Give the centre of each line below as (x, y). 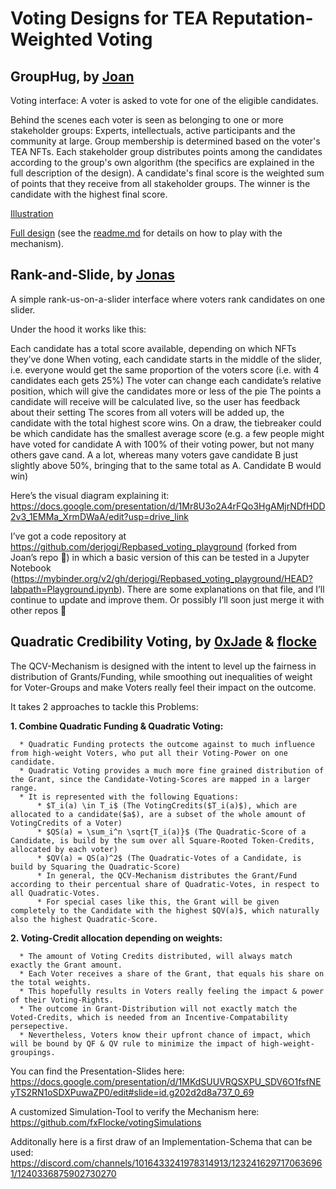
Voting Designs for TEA (109, 18)
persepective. (40, 1026)
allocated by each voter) (64, 849)
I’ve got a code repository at (68, 536)
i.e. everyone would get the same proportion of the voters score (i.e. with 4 (165, 369)
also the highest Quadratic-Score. (84, 919)
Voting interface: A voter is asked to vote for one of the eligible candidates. (164, 100)
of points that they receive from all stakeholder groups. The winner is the (160, 183)
